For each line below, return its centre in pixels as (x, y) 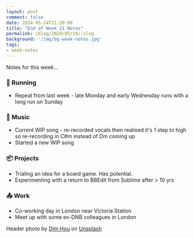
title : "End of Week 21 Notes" (45, 28)
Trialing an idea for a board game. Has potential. (74, 173)
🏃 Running (21, 82)
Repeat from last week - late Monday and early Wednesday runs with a (101, 96)
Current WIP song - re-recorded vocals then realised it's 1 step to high (101, 130)
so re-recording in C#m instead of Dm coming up (75, 137)
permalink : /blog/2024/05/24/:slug (50, 34)
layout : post (22, 12)
